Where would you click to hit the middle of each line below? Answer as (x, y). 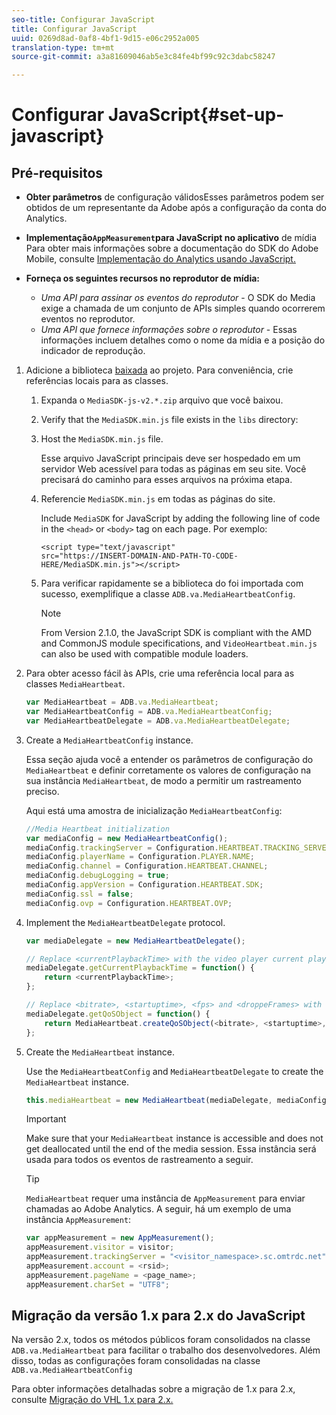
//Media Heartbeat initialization (97, 829)
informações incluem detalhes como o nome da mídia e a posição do (183, 340)
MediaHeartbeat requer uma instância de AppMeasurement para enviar (165, 1198)
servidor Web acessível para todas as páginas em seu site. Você (173, 469)
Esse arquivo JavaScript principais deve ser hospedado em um (170, 458)
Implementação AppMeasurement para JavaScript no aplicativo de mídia (171, 238)
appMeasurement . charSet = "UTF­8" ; (97, 1284)
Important (46, 1119)
